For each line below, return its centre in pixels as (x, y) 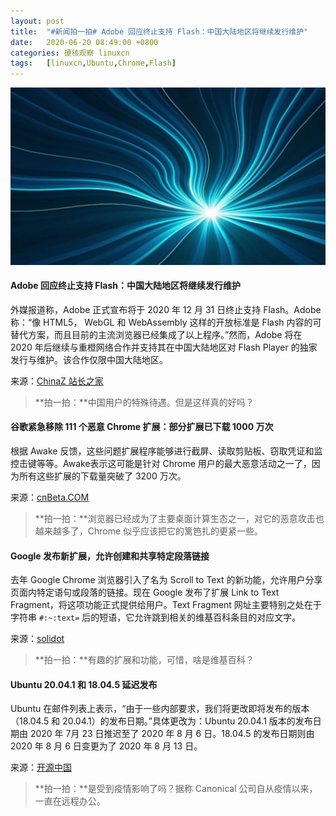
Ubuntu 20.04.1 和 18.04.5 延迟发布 (84, 684)
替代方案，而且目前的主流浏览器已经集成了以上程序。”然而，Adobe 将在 (156, 334)
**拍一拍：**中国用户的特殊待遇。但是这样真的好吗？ (144, 402)
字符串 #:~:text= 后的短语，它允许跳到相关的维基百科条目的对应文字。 (156, 617)
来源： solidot (37, 639)
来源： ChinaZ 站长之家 (57, 381)
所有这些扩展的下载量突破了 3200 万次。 (102, 476)
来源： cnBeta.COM (50, 497)
